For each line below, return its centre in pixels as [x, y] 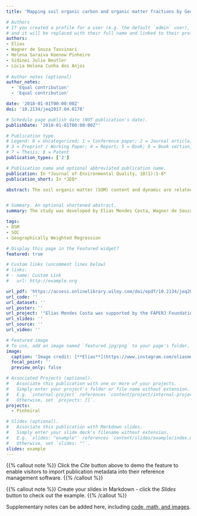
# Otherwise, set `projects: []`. [51, 400]
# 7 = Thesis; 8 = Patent [38, 152]
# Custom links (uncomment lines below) [56, 265]
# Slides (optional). [33, 421]
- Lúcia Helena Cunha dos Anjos [45, 66]
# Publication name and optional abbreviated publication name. [86, 168]
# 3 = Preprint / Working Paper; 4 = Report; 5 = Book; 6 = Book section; [99, 147]
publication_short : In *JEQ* [42, 179]
